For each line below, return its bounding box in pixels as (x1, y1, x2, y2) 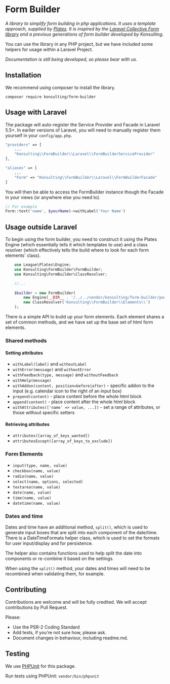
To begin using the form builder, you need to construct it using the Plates (5, 236, 157, 242)
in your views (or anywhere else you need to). (5, 194, 101, 200)
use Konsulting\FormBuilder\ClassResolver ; (14, 272, 108, 277)
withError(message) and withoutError (12, 367, 92, 373)
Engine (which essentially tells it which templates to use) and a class (5, 242, 148, 248)
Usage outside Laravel (5, 222, 77, 232)
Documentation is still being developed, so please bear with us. (5, 56, 138, 62)
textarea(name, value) (12, 484, 61, 490)
